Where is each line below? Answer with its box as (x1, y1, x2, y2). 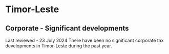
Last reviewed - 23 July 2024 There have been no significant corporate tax (5, 37, 164, 43)
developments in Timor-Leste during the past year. (5, 43, 112, 49)
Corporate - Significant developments (5, 24, 129, 33)
